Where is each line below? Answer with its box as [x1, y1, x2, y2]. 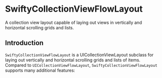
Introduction [5, 39, 44, 47]
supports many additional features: [5, 67, 76, 73]
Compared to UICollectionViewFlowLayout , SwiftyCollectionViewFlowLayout [5, 62, 158, 68]
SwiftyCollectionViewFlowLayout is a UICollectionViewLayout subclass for [5, 52, 154, 58]
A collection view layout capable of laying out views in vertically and [5, 19, 142, 25]
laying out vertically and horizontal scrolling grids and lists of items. [5, 57, 141, 63]
